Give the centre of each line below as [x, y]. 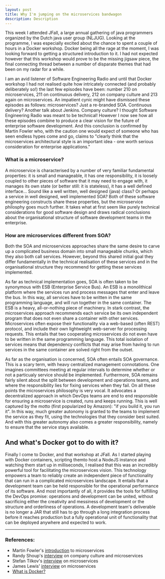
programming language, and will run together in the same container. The [78, 303]
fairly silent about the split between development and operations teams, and [82, 380]
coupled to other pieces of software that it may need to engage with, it [76, 181]
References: [20, 540]
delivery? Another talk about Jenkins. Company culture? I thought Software [81, 110]
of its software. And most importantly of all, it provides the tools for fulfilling [82, 491]
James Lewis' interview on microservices [54, 566]
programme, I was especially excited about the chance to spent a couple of [81, 43]
